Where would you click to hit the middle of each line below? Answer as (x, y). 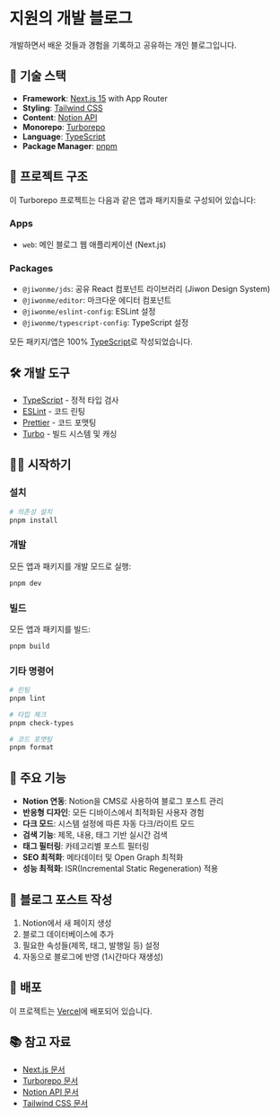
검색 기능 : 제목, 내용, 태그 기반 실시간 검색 (95, 835)
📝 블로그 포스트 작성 (61, 900)
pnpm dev (26, 583)
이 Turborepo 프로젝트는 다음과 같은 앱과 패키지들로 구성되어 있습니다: (133, 199)
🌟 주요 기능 (38, 778)
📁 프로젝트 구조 (48, 177)
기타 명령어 (32, 670)
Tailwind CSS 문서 (55, 1103)
